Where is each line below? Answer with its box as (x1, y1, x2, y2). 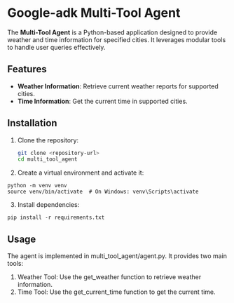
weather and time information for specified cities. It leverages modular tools (7, 35, 226, 43)
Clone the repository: (17, 135, 79, 144)
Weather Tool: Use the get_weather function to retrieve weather (17, 273, 202, 281)
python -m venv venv (7, 182, 68, 189)
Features (7, 63, 47, 75)
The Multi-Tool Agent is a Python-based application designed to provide (7, 28, 218, 36)
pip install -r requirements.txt (7, 214, 105, 222)
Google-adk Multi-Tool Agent (7, 5, 181, 21)
